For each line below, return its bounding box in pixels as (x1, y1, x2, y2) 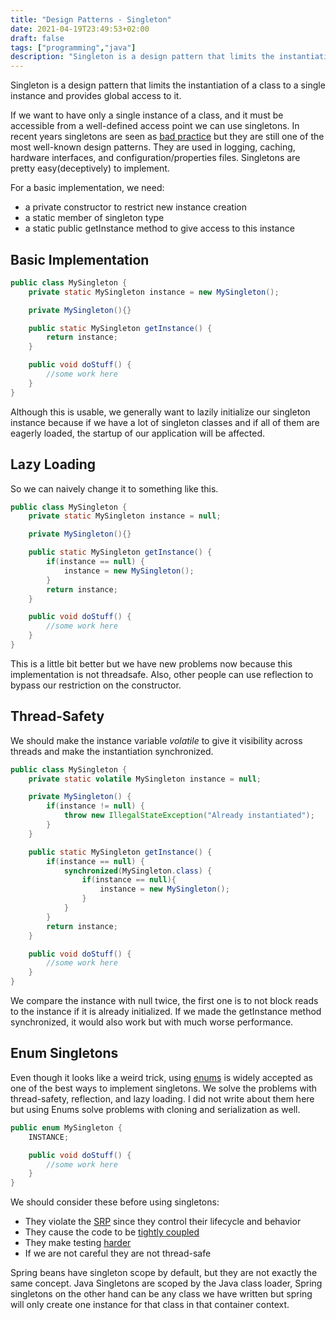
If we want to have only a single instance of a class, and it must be (10, 109, 284, 121)
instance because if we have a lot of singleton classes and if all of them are (10, 416, 320, 428)
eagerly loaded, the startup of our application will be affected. (10, 427, 266, 439)
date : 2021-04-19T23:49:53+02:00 (10, 24, 150, 34)
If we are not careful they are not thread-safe (24, 1247, 212, 1260)
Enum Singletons (10, 1045, 119, 1062)
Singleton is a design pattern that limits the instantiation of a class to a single (10, 79, 326, 91)
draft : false (10, 33, 65, 43)
